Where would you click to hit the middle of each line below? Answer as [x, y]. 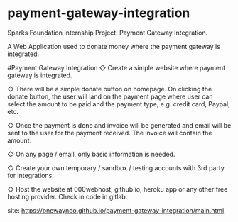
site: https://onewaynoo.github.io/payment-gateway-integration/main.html [116, 210]
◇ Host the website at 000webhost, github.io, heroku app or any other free [118, 189]
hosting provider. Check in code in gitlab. [67, 196]
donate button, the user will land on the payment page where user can [110, 96]
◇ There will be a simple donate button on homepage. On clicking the [110, 89]
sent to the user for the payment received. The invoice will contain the [110, 133]
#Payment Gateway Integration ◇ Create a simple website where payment [117, 67]
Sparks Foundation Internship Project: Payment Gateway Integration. [108, 33]
